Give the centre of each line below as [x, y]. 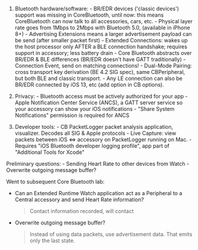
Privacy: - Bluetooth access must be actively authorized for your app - [101, 96]
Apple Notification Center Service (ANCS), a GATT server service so [99, 103]
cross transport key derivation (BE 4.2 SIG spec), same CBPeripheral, [100, 72]
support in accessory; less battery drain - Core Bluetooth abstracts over [103, 53]
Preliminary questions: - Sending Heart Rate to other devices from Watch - [98, 164]
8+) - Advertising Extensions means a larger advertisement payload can [103, 34]
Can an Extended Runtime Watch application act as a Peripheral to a [98, 193]
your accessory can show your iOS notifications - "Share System [95, 109]
